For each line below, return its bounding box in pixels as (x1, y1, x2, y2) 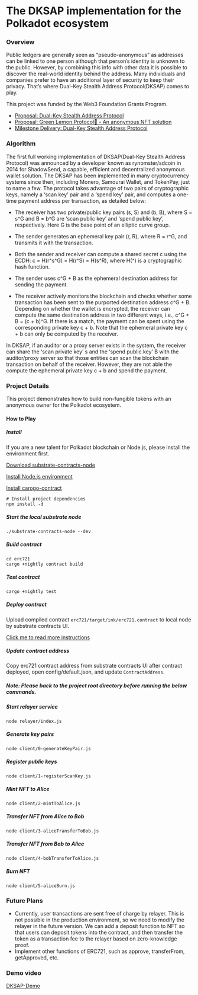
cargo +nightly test (6, 588, 57, 594)
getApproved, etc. (14, 953, 59, 961)
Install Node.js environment (6, 473, 73, 480)
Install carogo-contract (6, 484, 62, 492)
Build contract (6, 541, 42, 548)
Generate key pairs (6, 731, 54, 738)
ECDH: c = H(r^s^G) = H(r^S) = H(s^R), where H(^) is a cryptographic (14, 257, 182, 264)
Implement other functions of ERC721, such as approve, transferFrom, (14, 948, 185, 955)
